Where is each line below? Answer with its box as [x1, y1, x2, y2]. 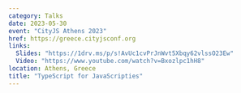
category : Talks [8, 11, 63, 20]
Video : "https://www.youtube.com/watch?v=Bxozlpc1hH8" [15, 57, 205, 66]
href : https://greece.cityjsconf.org [8, 34, 136, 43]
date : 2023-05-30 [8, 19, 67, 27]
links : [8, 42, 31, 50]
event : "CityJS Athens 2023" [8, 27, 107, 35]
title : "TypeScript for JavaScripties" [8, 72, 144, 80]
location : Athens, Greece [8, 65, 96, 73]
